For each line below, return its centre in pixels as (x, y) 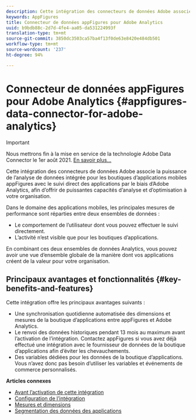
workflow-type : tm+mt (32, 44)
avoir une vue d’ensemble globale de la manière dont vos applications (90, 255)
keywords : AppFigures (32, 17)
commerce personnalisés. (45, 370)
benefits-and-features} (50, 288)
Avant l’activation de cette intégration (59, 393)
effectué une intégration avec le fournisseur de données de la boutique (100, 345)
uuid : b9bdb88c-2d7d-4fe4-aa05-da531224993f (61, 28)
